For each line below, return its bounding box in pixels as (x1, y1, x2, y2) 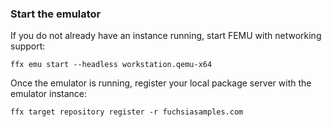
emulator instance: (10, 88, 88, 100)
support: (10, 40, 46, 52)
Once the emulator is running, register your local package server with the (10, 77, 312, 89)
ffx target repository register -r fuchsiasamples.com (10, 107, 244, 117)
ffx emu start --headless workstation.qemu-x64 (10, 60, 213, 70)
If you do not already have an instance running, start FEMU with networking (10, 30, 322, 42)
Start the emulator (10, 7, 102, 21)
